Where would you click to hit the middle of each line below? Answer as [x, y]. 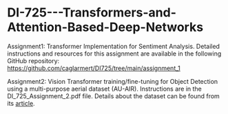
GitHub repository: [33, 60]
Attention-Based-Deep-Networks [105, 27]
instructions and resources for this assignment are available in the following [114, 54]
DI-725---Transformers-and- [92, 13]
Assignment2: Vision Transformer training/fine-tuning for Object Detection [113, 81]
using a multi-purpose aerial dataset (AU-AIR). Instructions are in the [104, 89]
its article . [21, 103]
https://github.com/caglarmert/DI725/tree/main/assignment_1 [94, 68]
